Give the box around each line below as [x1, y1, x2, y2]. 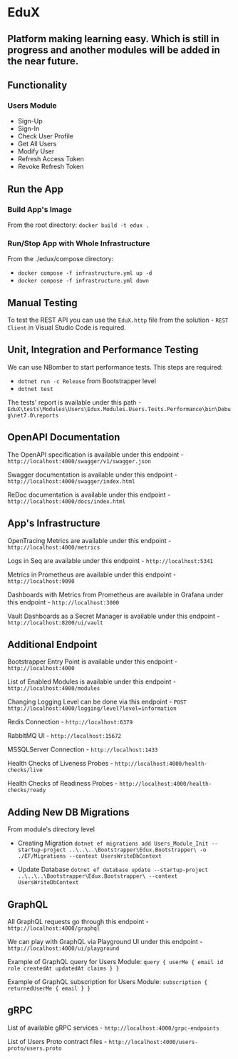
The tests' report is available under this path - [7, 397, 142, 407]
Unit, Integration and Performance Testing [7, 344, 199, 356]
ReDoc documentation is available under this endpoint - [7, 490, 171, 499]
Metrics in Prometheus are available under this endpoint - [7, 570, 177, 579]
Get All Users [17, 140, 57, 148]
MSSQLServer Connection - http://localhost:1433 [7, 745, 158, 754]
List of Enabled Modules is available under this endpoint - [7, 677, 177, 686]
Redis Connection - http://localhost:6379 [7, 718, 133, 726]
